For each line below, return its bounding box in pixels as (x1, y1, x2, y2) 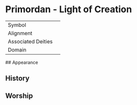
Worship (5, 91, 33, 100)
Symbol (8, 21, 27, 29)
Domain (8, 46, 27, 53)
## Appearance (5, 59, 38, 65)
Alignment (8, 30, 33, 37)
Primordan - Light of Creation (5, 4, 132, 15)
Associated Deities (8, 38, 53, 45)
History (5, 74, 30, 83)
